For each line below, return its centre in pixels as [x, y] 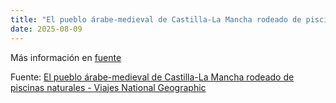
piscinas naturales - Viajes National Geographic [108, 87]
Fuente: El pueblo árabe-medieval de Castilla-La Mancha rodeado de [152, 77]
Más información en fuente [66, 57]
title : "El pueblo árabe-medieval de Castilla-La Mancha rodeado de [156, 19]
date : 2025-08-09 [46, 29]
